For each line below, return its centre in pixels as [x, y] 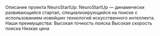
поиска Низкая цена [27, 28]
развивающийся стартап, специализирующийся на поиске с [72, 12]
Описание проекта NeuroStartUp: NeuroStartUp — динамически [75, 7]
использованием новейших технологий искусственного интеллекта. [80, 18]
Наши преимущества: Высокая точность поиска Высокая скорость [79, 23]
